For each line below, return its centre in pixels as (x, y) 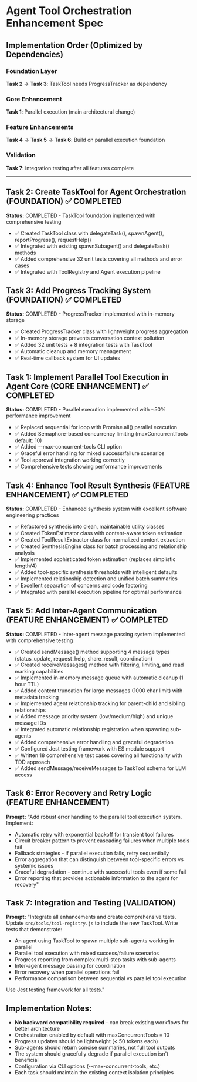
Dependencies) (35, 54)
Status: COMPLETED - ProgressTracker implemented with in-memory (90, 314)
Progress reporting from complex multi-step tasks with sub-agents (95, 960)
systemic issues (34, 865)
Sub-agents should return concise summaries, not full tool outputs (95, 1048)
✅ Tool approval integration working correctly (69, 460)
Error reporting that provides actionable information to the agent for (96, 878)
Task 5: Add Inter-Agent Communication (81, 611)
